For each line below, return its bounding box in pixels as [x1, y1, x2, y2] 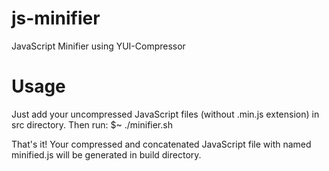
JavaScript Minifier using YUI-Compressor [11, 40, 186, 52]
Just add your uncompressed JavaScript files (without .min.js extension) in [11, 108, 320, 120]
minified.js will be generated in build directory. [11, 148, 202, 161]
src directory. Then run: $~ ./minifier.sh [11, 118, 173, 131]
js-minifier [11, 7, 101, 30]
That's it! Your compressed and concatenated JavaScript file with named [11, 138, 312, 150]
